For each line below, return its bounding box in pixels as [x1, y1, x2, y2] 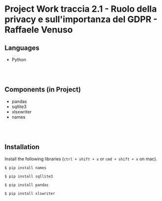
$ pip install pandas [4, 182, 49, 187]
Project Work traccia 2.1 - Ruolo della [4, 3, 157, 15]
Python [11, 57, 26, 62]
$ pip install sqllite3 [4, 174, 53, 179]
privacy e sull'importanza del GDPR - [4, 14, 158, 25]
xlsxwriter [11, 109, 32, 114]
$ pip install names [4, 165, 47, 170]
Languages [4, 44, 40, 52]
